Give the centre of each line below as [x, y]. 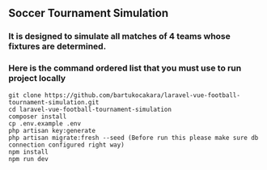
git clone [25, 95]
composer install [38, 117]
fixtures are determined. [57, 46]
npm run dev [28, 159]
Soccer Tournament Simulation [88, 13]
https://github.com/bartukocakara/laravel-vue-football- [142, 95]
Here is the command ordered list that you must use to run [125, 68]
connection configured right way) [67, 145]
